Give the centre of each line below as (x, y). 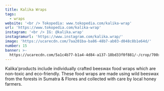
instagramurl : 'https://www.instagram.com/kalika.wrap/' (64, 37)
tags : (10, 14)
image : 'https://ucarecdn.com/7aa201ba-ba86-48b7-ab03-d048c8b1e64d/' (78, 41)
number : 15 (16, 46)
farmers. (14, 84)
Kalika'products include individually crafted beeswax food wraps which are (81, 69)
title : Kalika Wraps (26, 9)
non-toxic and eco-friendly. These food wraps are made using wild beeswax (82, 74)
